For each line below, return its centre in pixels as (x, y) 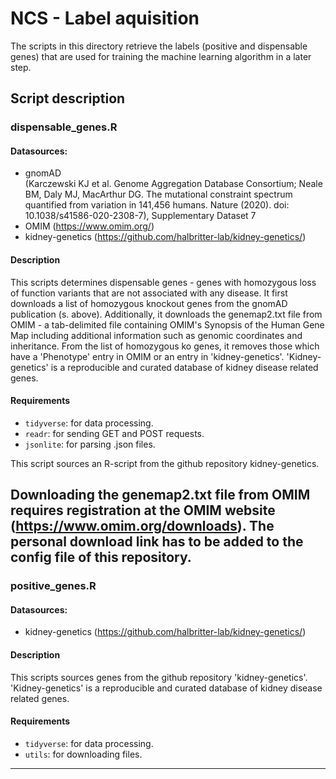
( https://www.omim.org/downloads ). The (142, 526)
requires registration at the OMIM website (143, 510)
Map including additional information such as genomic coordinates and (156, 335)
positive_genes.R (53, 586)
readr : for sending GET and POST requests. (114, 433)
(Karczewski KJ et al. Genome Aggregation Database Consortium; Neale (173, 184)
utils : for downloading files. (83, 754)
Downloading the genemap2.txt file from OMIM (160, 495)
